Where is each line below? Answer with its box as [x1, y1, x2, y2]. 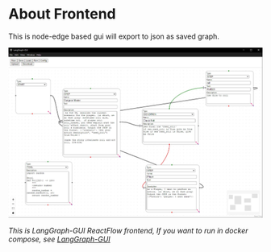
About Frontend [8, 5, 116, 23]
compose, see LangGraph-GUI [8, 234, 110, 244]
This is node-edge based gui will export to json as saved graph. [8, 31, 220, 41]
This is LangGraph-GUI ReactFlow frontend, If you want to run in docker [8, 225, 248, 235]
